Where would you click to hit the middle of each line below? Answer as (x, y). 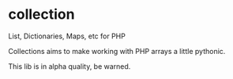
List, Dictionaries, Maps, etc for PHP (67, 36)
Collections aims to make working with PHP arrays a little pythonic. (117, 51)
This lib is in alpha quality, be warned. (70, 66)
